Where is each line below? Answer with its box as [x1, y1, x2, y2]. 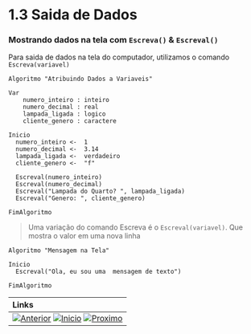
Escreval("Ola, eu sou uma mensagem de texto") [15, 267, 182, 276]
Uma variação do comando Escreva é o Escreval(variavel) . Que [27, 222, 244, 232]
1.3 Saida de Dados [8, 6, 138, 24]
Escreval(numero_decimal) [15, 181, 103, 189]
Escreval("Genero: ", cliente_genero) [15, 194, 146, 202]
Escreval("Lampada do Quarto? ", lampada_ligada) [15, 187, 185, 196]
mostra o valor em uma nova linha [27, 231, 141, 241]
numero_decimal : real [23, 103, 99, 112]
